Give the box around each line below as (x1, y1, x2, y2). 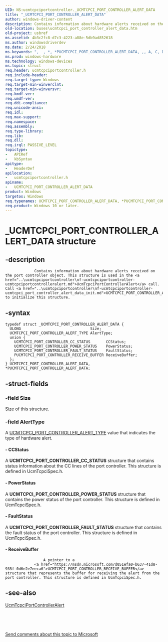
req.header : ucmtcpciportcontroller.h (5, 68, 86, 73)
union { (9, 335, 26, 340)
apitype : (5, 161, 23, 166)
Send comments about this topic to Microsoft (5, 631, 98, 637)
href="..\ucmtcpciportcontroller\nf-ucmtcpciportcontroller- (5, 277, 135, 282)
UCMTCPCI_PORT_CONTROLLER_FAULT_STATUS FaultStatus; (14, 348, 133, 354)
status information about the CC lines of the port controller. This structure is (5, 463, 161, 469)
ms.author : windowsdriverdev (5, 40, 66, 45)
